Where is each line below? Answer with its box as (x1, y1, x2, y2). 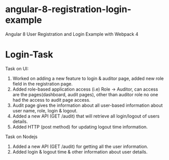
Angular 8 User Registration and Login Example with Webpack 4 (5, 31, 139, 37)
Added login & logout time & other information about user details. (12, 148, 148, 155)
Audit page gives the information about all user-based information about (12, 102, 163, 108)
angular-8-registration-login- (5, 4, 132, 15)
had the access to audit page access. (12, 97, 91, 103)
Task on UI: (5, 65, 29, 71)
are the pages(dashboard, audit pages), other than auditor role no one (12, 91, 158, 97)
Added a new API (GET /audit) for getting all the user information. (12, 143, 148, 149)
